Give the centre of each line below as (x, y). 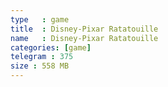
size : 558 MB (40, 66)
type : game (40, 19)
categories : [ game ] (51, 47)
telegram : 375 (42, 57)
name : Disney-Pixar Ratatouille (84, 38)
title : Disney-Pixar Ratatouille (84, 29)
